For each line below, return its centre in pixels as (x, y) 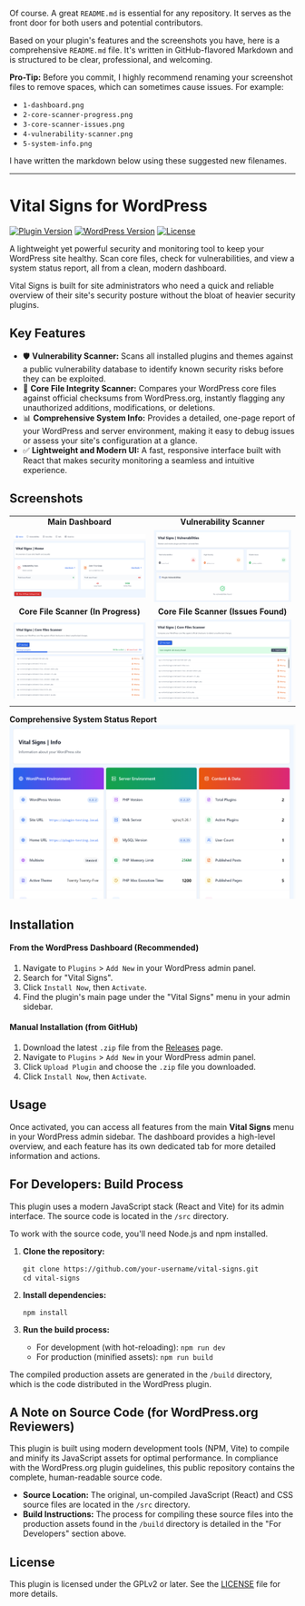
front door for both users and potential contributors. (106, 23)
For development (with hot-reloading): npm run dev (131, 1347)
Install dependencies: (64, 1294)
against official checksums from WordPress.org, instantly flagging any (154, 398)
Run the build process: (66, 1329)
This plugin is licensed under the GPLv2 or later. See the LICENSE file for (145, 1584)
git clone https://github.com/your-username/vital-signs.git (141, 1269)
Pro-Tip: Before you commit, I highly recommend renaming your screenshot (151, 77)
